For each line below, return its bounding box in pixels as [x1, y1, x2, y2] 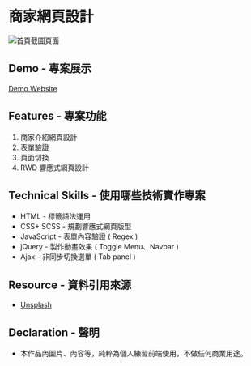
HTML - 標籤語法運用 [19, 211, 91, 221]
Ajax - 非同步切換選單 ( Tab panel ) [19, 252, 136, 262]
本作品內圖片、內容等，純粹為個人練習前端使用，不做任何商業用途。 [19, 349, 248, 358]
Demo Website [8, 83, 58, 93]
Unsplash [19, 300, 53, 310]
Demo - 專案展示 [8, 62, 91, 75]
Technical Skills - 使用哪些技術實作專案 [8, 188, 206, 202]
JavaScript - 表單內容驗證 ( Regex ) [19, 232, 138, 241]
